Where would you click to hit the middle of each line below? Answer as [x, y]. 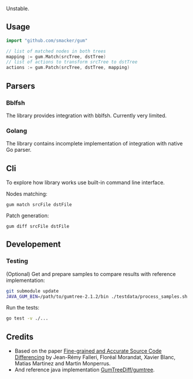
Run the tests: [23, 308]
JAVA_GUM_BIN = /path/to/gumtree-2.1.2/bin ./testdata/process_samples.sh [97, 297]
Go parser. [19, 150]
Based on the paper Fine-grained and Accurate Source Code [88, 351]
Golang [17, 131]
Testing [17, 261]
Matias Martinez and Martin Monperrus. [62, 364]
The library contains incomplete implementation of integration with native [94, 144]
